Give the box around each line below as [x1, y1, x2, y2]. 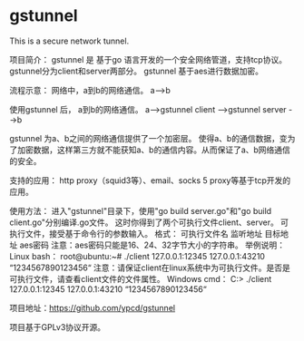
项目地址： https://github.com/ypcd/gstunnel [9, 302, 175, 313]
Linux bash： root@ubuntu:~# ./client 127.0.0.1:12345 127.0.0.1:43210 [9, 250, 266, 261]
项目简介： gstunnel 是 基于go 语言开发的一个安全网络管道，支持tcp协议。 [9, 54, 288, 64]
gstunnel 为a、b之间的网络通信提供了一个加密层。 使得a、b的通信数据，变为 [9, 132, 296, 143]
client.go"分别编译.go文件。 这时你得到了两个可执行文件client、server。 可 [9, 217, 289, 228]
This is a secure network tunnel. [9, 35, 130, 46]
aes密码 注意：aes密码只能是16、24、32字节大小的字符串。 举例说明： [19, 239, 286, 250]
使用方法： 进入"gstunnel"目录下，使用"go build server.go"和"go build [9, 205, 272, 216]
